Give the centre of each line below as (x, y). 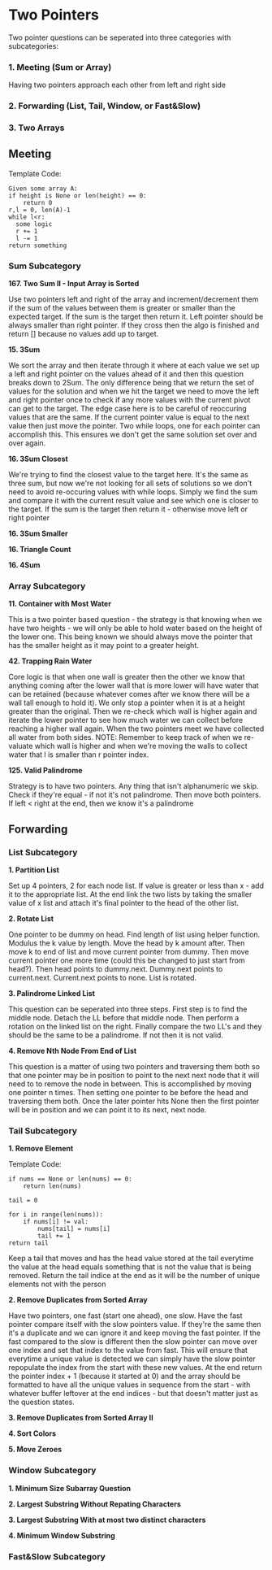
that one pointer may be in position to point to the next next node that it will (134, 1076)
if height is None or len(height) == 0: (78, 196)
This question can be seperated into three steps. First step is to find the (128, 1009)
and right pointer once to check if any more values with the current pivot (130, 400)
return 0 (38, 202)
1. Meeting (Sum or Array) (60, 67)
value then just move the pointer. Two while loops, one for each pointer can (134, 426)
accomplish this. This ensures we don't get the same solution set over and (133, 435)
